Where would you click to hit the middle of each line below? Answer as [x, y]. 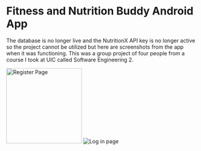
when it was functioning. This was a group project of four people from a [96, 53]
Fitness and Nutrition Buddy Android [100, 11]
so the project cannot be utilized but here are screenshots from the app [95, 47]
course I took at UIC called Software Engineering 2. [70, 60]
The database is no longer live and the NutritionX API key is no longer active [101, 40]
